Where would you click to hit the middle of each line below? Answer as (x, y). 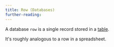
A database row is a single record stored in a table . (57, 29)
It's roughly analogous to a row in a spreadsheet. (56, 39)
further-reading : (23, 15)
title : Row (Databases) (30, 10)
